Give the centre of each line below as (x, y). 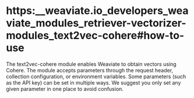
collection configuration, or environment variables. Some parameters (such (96, 76)
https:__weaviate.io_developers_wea (97, 11)
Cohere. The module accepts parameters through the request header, (90, 70)
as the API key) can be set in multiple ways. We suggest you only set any (94, 82)
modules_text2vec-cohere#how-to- (95, 36)
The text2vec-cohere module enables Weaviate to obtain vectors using (91, 64)
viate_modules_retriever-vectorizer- (96, 23)
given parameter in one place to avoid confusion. (65, 89)
